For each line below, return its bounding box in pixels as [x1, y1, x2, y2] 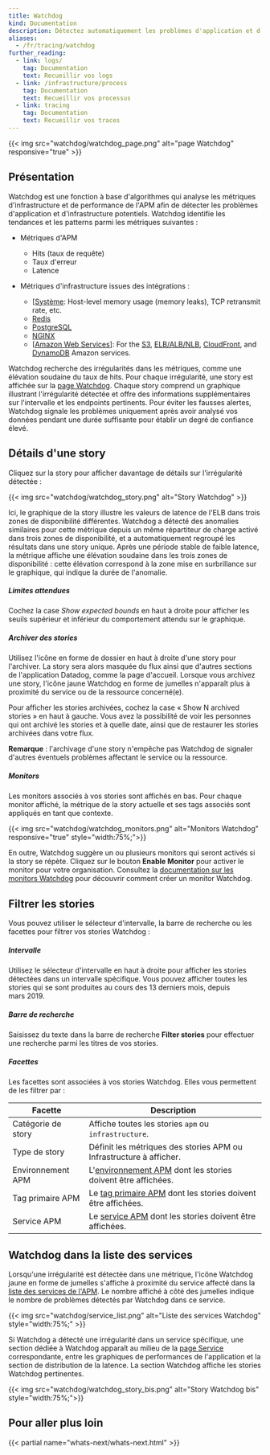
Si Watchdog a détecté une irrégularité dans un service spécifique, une [8, 1334, 244, 1344]
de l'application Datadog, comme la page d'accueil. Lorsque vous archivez [8, 670, 256, 680]
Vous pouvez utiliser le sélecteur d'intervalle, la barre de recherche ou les [8, 918, 252, 928]
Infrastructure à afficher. [88, 1151, 181, 1162]
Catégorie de [12, 1118, 62, 1129]
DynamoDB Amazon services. [31, 347, 131, 358]
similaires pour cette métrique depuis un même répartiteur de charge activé [8, 524, 259, 535]
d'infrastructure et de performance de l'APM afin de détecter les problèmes [8, 200, 259, 210]
